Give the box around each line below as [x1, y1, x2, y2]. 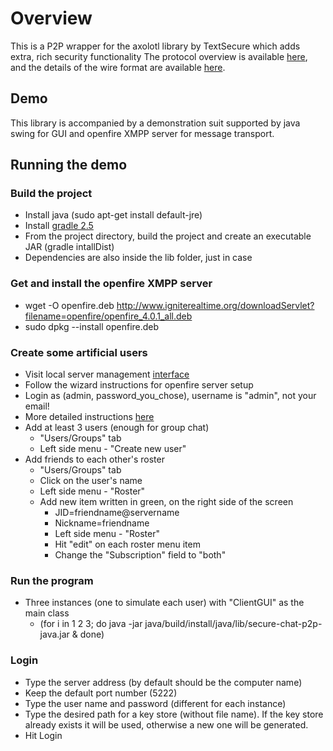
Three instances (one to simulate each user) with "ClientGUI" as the [24, 597, 305, 609]
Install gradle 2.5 [24, 220, 94, 232]
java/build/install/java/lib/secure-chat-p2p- [144, 618, 323, 630]
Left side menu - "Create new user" [39, 443, 187, 455]
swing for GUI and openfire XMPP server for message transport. [10, 127, 275, 139]
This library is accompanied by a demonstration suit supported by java [10, 117, 301, 129]
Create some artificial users [10, 345, 148, 359]
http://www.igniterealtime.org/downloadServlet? [116, 299, 315, 311]
